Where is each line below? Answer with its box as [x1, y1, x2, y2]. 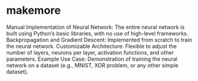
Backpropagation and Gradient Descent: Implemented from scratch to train [6, 36, 193, 43]
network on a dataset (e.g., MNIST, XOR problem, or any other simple [6, 61, 179, 69]
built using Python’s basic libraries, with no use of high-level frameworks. [6, 29, 189, 37]
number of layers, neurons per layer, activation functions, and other [6, 49, 174, 56]
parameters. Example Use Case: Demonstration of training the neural [6, 55, 178, 62]
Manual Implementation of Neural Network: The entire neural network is [6, 23, 185, 31]
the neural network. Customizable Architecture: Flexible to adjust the [6, 43, 177, 50]
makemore [6, 4, 62, 17]
